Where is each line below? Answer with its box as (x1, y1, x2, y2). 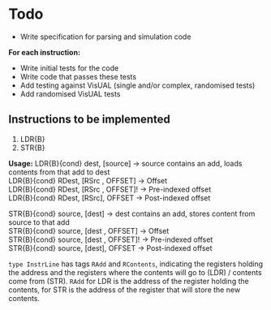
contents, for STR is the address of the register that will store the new (8, 285, 241, 295)
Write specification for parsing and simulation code (19, 32, 191, 41)
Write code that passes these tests (19, 71, 136, 81)
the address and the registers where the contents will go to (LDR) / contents (8, 267, 262, 277)
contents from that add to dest (8, 167, 110, 177)
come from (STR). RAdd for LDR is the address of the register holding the (8, 276, 249, 286)
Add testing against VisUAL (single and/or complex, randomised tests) (19, 80, 256, 90)
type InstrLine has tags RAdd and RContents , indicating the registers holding (8, 259, 264, 269)
